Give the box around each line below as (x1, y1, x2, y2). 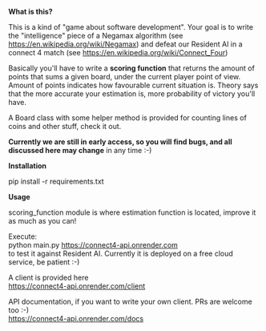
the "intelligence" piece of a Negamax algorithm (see (8, 31, 183, 40)
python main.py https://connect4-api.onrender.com (8, 240, 179, 249)
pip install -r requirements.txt (8, 176, 104, 186)
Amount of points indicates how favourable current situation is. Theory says (8, 80, 259, 90)
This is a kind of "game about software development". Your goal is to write (8, 22, 254, 31)
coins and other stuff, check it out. (8, 122, 122, 131)
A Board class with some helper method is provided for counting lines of (8, 113, 247, 123)
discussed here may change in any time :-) (8, 146, 152, 155)
